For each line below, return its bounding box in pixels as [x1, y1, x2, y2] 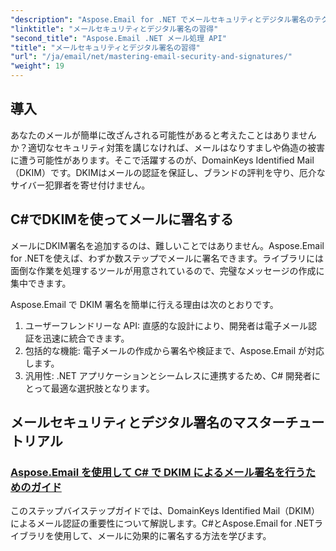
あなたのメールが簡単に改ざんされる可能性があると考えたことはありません [10, 129, 317, 141]
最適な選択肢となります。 [50, 382, 155, 394]
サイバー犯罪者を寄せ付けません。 [10, 179, 151, 191]
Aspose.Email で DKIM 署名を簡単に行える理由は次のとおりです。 [10, 298, 279, 310]
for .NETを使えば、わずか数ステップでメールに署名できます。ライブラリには [10, 252, 325, 264]
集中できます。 [10, 277, 72, 289]
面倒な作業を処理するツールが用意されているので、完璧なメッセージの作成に [10, 264, 325, 276]
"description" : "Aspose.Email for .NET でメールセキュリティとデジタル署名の [10, 14, 315, 25]
